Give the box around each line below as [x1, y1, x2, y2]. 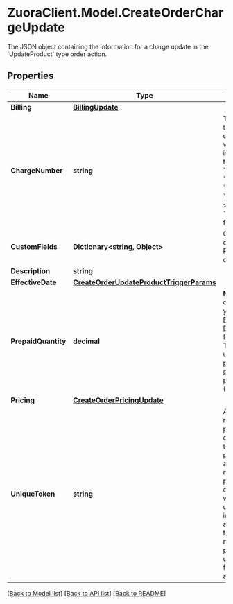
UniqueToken [10, 489, 55, 499]
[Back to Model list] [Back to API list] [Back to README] [7, 589, 166, 597]
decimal [72, 336, 101, 346]
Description [10, 266, 51, 275]
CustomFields [10, 241, 58, 251]
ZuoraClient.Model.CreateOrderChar [7, 5, 224, 21]
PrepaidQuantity [10, 336, 67, 346]
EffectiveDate [10, 277, 57, 287]
